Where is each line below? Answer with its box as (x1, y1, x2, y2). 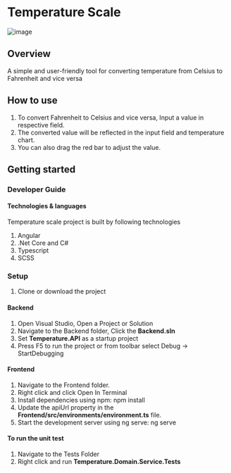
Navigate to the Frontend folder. (17, 381, 111, 389)
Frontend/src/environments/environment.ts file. (17, 410, 162, 419)
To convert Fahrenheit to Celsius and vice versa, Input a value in (17, 113, 204, 122)
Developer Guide (7, 184, 66, 194)
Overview (7, 48, 51, 60)
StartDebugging (17, 349, 64, 358)
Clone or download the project (17, 287, 106, 296)
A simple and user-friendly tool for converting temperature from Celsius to (7, 66, 223, 75)
